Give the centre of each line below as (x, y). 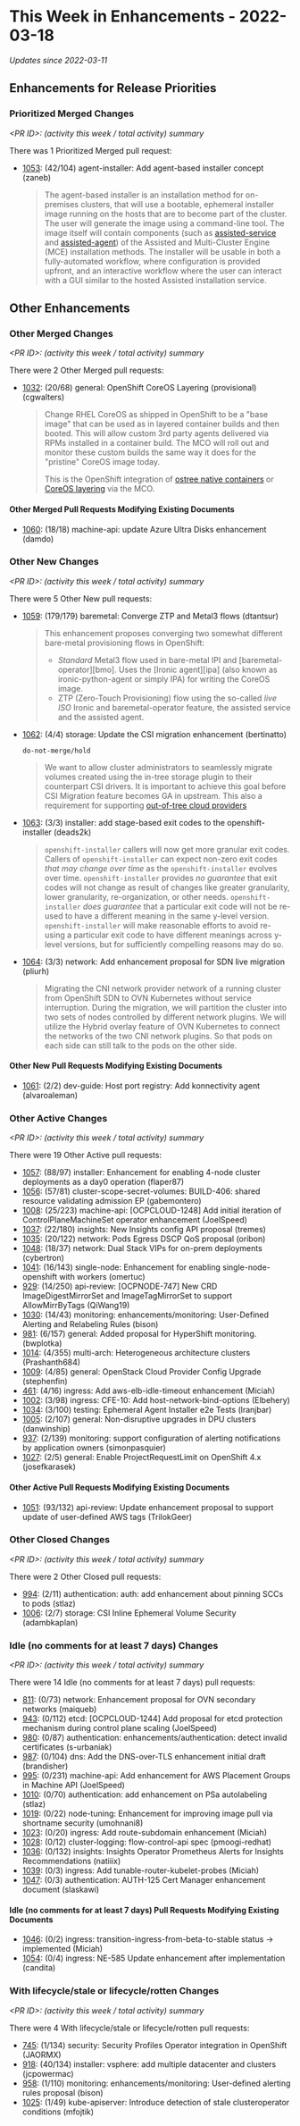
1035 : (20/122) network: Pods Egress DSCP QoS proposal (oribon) (144, 1239)
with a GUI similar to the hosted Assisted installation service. (156, 280)
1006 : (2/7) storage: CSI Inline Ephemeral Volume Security (129, 1613)
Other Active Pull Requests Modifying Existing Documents (120, 1487)
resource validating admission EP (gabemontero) (112, 1201)
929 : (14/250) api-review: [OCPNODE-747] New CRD (120, 1286)
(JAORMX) (42, 2055)
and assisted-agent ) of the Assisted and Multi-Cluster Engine (157, 242)
